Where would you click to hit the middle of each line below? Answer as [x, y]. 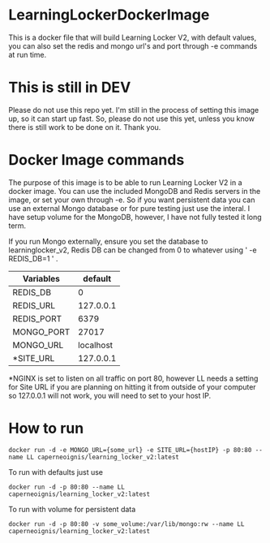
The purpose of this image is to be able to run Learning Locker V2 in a [125, 182]
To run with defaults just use [56, 472]
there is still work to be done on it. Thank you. [85, 127]
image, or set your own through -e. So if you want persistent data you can [132, 200]
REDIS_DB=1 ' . [33, 258]
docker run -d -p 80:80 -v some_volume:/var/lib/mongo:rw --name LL [126, 524]
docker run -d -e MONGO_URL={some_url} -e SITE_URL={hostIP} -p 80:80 [130, 450]
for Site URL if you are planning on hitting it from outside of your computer [133, 386]
